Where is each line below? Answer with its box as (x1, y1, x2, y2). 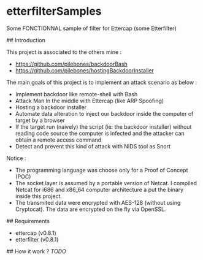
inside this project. (15, 192, 63, 200)
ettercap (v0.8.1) (15, 229, 56, 237)
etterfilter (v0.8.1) (15, 235, 59, 243)
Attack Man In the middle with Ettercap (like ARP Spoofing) (15, 97, 164, 104)
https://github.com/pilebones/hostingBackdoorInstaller (15, 66, 155, 74)
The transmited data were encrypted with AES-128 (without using (15, 199, 181, 206)
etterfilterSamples (6, 4, 102, 18)
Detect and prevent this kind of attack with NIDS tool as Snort (15, 142, 170, 150)
